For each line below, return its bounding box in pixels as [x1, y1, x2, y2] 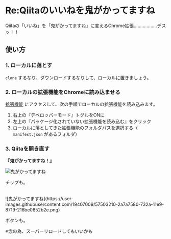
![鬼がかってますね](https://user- [5, 196, 74, 202]
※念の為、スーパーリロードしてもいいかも [5, 228, 93, 234]
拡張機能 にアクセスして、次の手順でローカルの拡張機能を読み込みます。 [5, 101, 158, 107]
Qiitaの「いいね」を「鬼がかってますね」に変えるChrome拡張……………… [5, 22, 157, 29]
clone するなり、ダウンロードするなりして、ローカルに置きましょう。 [5, 75, 152, 81]
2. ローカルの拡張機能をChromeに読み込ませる [5, 88, 121, 95]
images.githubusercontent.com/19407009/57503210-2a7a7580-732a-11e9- [5, 201, 164, 207]
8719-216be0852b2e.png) [5, 207, 60, 213]
